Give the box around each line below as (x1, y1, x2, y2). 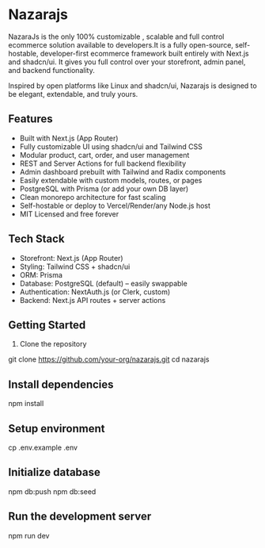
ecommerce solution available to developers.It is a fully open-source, (8, 40, 233, 49)
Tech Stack (8, 232, 65, 246)
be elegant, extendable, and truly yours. (8, 89, 138, 98)
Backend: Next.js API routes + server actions (19, 295, 166, 305)
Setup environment (8, 422, 105, 435)
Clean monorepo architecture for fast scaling (19, 192, 166, 201)
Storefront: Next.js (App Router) (19, 253, 124, 263)
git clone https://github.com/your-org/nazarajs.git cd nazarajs (8, 354, 210, 364)
